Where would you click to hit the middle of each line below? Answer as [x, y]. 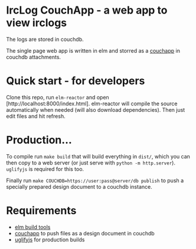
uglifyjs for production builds [50, 240]
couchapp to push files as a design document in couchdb [84, 233]
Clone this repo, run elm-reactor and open [58, 97]
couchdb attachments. [33, 57]
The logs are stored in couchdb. [45, 39]
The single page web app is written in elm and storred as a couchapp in [93, 50]
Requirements [41, 211]
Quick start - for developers [76, 81]
